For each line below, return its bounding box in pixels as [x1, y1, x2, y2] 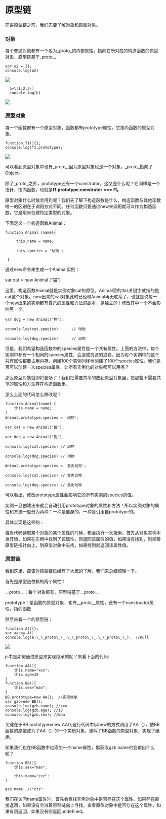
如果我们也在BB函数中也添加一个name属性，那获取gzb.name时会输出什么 [5, 744, 155, 750]
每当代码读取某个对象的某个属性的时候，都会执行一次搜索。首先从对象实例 [5, 530, 157, 536]
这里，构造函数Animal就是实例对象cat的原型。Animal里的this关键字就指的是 [5, 287, 159, 293]
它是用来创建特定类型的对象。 [13, 209, 75, 215]
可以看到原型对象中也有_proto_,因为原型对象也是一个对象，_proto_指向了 [5, 163, 153, 169]
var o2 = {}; [5, 64, 32, 69]
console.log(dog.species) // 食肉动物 [5, 482, 83, 487]
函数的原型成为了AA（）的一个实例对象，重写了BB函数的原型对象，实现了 [5, 728, 156, 734]
